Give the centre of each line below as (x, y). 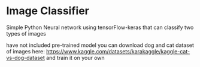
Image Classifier (48, 11)
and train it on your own (75, 58)
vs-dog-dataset (25, 58)
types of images (26, 33)
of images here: (25, 51)
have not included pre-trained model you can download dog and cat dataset (100, 45)
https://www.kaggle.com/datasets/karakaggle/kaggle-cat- (118, 51)
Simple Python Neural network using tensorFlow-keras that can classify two (100, 27)
